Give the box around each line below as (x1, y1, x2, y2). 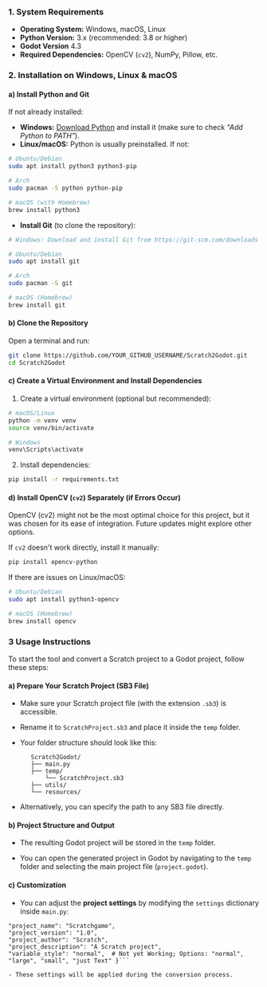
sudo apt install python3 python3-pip (8, 163, 137, 170)
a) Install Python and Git (8, 89, 90, 99)
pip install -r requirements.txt (8, 476, 120, 484)
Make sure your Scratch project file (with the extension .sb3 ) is (19, 699, 227, 708)
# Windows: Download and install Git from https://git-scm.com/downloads (8, 236, 259, 244)
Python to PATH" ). (19, 131, 80, 141)
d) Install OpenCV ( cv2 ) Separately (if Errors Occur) (8, 492, 181, 502)
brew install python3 (8, 206, 80, 213)
